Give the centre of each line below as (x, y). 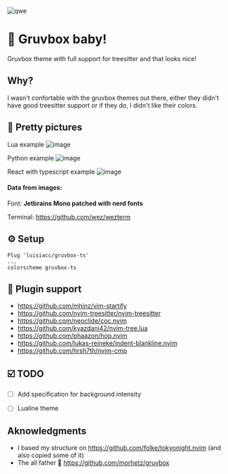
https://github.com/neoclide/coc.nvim (72, 321)
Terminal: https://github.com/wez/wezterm (69, 217)
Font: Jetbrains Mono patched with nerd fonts (75, 203)
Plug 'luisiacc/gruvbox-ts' (48, 255)
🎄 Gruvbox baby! (57, 39)
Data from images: (35, 188)
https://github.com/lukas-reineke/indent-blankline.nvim (97, 343)
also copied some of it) (51, 455)
